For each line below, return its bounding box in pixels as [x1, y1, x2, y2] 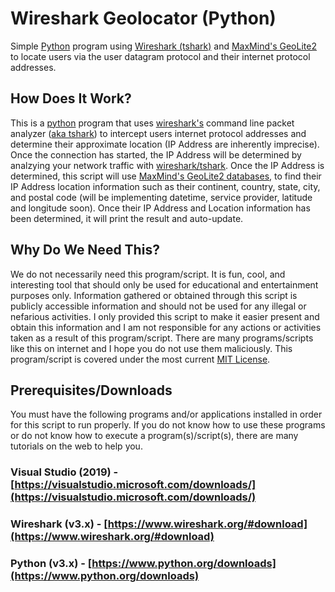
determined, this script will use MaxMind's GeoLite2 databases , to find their [10, 170, 322, 182]
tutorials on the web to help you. [10, 440, 143, 452]
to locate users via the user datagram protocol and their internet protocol [10, 50, 311, 62]
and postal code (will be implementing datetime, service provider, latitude [10, 191, 313, 203]
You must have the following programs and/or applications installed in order [10, 408, 323, 421]
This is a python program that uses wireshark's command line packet [10, 117, 295, 129]
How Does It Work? [10, 90, 132, 107]
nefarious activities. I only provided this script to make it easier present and [10, 310, 320, 322]
